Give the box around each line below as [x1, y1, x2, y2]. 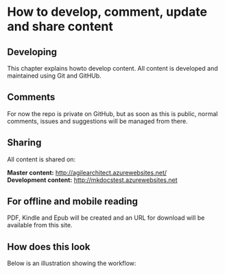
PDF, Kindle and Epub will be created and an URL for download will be [7, 214, 205, 222]
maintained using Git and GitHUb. [7, 71, 102, 80]
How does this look [7, 241, 91, 253]
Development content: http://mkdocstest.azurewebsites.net [7, 176, 178, 184]
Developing [7, 46, 57, 58]
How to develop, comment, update [7, 4, 208, 20]
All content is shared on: [7, 155, 76, 163]
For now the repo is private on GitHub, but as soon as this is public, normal [7, 109, 218, 117]
